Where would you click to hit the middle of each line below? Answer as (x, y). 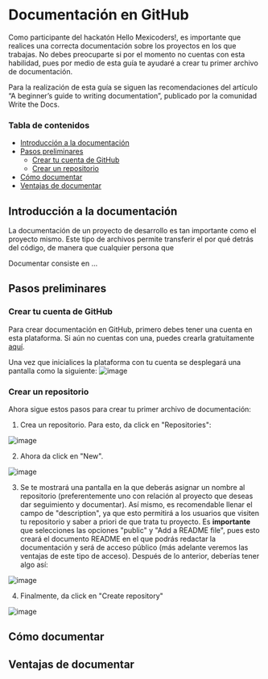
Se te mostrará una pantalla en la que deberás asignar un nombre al (132, 488)
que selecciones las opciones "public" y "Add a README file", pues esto (140, 530)
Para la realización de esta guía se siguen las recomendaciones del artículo (133, 87)
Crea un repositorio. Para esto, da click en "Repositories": (115, 425)
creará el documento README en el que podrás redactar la (118, 539)
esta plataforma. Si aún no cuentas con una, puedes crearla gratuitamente (132, 337)
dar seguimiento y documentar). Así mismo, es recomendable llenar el (136, 505)
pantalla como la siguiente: (53, 371)
